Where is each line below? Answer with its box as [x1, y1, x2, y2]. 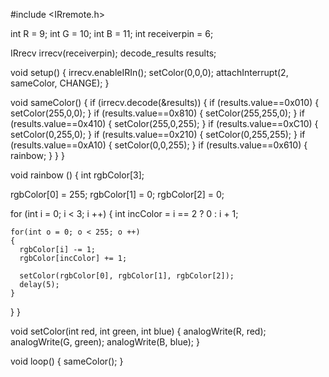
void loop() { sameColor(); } [10, 355, 124, 367]
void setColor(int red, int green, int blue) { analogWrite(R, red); [10, 325, 267, 337]
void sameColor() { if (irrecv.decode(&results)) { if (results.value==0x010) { [10, 97, 320, 108]
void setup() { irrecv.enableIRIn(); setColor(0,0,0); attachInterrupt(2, [10, 67, 289, 78]
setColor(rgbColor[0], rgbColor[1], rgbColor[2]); [19, 271, 235, 281]
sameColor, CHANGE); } [10, 77, 110, 89]
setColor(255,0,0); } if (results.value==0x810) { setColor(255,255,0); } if [10, 107, 305, 119]
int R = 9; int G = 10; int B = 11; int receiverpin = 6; [10, 28, 214, 39]
